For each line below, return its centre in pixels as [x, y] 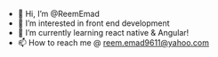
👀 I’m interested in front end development [94, 23]
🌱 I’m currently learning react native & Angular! [103, 33]
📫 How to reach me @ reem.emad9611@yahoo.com [113, 43]
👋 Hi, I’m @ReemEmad [59, 14]
